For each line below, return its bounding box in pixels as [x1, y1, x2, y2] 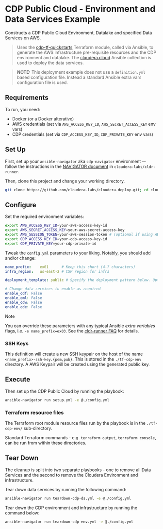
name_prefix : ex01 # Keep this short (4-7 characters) [5, 264, 136, 269]
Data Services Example [5, 14, 100, 25]
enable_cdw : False [5, 300, 42, 305]
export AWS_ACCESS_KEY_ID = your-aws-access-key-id [5, 223, 108, 228]
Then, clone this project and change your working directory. [5, 178, 125, 184]
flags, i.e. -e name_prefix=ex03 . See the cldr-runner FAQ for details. [5, 328, 139, 333]
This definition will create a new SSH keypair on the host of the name [5, 351, 143, 357]
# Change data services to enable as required [5, 286, 101, 292]
